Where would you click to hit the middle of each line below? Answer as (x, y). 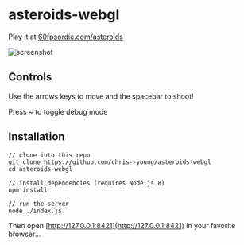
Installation (37, 137)
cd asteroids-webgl (41, 169)
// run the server (39, 204)
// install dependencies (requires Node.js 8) (87, 183)
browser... (25, 234)
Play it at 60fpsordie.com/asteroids (66, 37)
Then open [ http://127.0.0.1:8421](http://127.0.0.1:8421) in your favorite (122, 225)
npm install (28, 190)
